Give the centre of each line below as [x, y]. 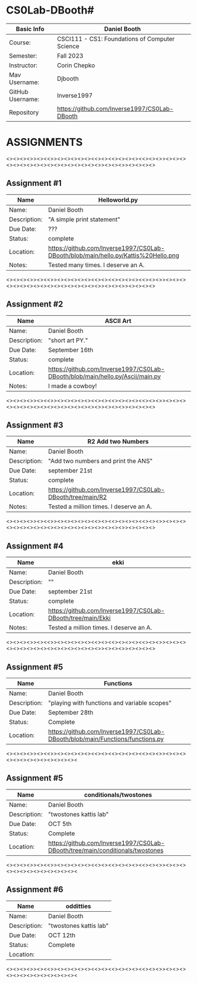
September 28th [71, 712]
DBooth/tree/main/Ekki [79, 618]
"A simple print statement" [84, 219]
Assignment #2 [35, 304]
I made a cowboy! [72, 386]
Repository [24, 112]
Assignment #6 [35, 890]
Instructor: [23, 65]
